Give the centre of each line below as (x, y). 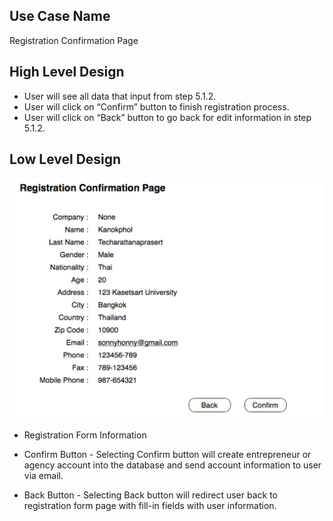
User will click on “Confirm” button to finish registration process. (156, 106)
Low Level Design (65, 159)
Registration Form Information (85, 435)
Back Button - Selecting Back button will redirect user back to (150, 495)
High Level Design (67, 72)
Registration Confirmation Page (74, 40)
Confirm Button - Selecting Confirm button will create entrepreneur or (167, 455)
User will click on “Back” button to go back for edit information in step (167, 117)
